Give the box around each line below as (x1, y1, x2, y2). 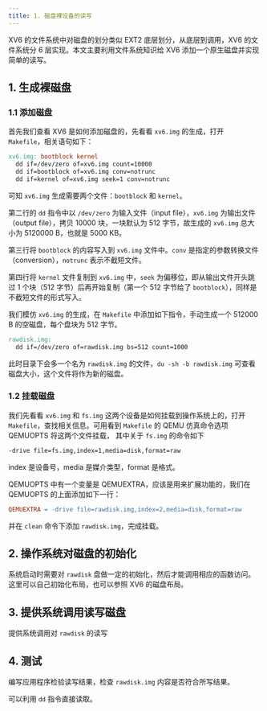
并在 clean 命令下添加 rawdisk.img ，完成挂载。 (8, 520, 164, 531)
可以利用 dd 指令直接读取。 (8, 694, 98, 704)
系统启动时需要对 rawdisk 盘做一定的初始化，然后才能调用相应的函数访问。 (8, 569, 255, 579)
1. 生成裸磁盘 (8, 81, 72, 95)
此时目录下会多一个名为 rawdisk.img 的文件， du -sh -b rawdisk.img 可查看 (8, 359, 256, 368)
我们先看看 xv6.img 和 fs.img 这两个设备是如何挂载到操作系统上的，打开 (8, 410, 246, 420)
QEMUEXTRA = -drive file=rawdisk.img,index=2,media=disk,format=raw (8, 505, 242, 513)
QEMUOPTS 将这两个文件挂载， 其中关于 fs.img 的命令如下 (8, 430, 204, 440)
